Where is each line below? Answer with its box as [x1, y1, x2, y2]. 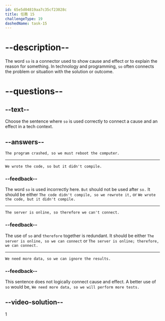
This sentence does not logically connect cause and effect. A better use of [5, 278, 156, 285]
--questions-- [5, 86, 63, 97]
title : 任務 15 [5, 12, 35, 17]
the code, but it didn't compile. [5, 197, 76, 202]
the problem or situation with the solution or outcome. [5, 69, 114, 75]
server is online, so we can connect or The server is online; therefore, [5, 238, 160, 243]
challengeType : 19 [5, 16, 43, 21]
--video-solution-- [5, 298, 63, 307]
